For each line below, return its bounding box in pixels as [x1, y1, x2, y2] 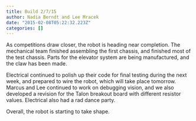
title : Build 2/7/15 [6, 8, 57, 15]
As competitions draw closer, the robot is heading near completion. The [6, 41, 181, 48]
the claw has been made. [6, 60, 68, 67]
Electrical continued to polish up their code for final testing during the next [6, 71, 187, 79]
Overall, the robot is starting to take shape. [6, 108, 110, 115]
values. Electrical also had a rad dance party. [6, 97, 116, 104]
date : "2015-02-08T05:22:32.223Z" [6, 19, 92, 25]
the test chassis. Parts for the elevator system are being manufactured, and [6, 54, 190, 61]
